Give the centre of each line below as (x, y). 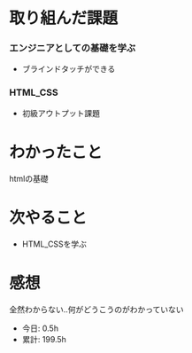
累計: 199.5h (44, 339)
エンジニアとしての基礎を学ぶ (73, 48)
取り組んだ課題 (64, 18)
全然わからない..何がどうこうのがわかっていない (96, 309)
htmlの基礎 (29, 178)
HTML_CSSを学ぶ (54, 244)
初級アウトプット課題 (61, 113)
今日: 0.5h (40, 328)
